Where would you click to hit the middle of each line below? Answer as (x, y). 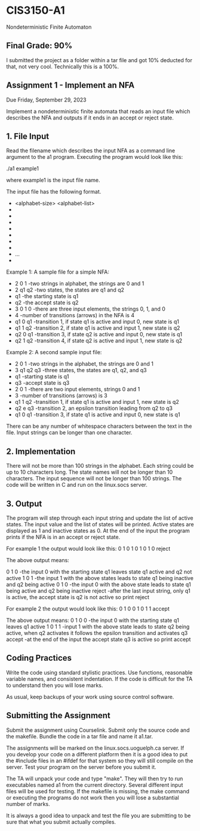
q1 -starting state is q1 (42, 376)
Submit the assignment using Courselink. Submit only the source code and (98, 730)
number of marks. (28, 804)
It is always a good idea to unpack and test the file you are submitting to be (99, 815)
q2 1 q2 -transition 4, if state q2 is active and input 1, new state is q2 (99, 341)
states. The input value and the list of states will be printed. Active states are (100, 524)
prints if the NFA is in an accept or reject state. (63, 537)
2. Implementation (41, 451)
